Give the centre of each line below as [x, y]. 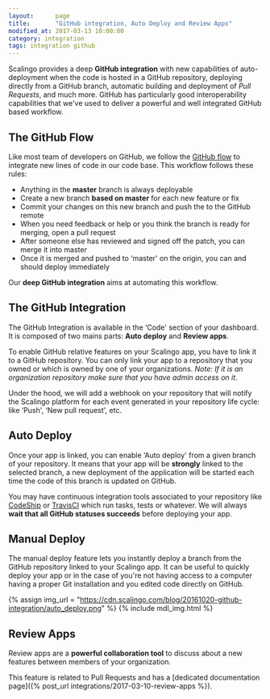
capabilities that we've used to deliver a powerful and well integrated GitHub [135, 103]
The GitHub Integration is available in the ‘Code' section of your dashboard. [134, 327]
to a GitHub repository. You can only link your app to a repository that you [131, 360]
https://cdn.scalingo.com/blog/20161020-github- [161, 600]
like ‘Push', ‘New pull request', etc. [65, 410]
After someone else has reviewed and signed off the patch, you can [133, 241]
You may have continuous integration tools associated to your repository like [135, 496]
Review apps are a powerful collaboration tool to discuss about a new [126, 653]
